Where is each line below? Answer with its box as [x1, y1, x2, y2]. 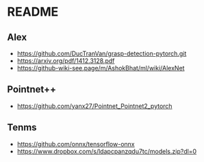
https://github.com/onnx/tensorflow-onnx [16, 139, 135, 148]
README [7, 4, 59, 20]
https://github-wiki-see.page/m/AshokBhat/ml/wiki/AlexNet [16, 64, 185, 72]
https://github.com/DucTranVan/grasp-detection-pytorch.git [16, 49, 187, 57]
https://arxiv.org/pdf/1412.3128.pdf [16, 57, 115, 65]
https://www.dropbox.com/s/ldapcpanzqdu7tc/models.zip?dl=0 [16, 147, 197, 155]
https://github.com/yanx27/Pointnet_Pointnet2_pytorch [16, 102, 173, 110]
